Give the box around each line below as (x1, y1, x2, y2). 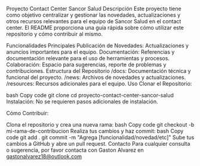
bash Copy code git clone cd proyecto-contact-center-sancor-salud (6, 92, 174, 99)
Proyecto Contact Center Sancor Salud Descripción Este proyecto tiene (6, 5, 181, 12)
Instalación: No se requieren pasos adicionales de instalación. (6, 98, 158, 105)
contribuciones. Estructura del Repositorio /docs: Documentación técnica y (6, 67, 191, 74)
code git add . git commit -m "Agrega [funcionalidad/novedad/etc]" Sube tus (6, 134, 195, 141)
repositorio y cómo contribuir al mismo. (6, 30, 103, 38)
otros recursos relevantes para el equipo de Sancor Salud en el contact (6, 18, 181, 24)
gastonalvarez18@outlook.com (6, 153, 82, 160)
